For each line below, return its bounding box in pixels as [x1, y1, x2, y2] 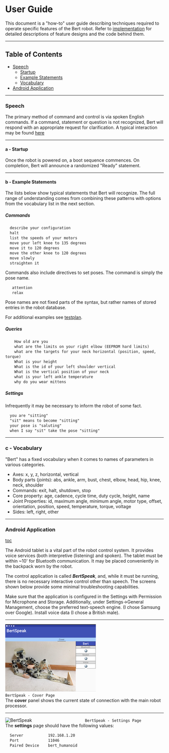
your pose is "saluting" [10, 423, 62, 429]
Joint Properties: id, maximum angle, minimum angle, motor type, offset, [12, 498, 162, 504]
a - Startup [5, 146, 29, 152]
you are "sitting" [10, 413, 49, 419]
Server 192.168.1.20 [10, 733, 75, 738]
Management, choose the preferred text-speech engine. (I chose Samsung [5, 604, 160, 610]
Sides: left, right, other [12, 509, 59, 515]
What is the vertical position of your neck [14, 369, 109, 375]
